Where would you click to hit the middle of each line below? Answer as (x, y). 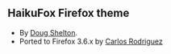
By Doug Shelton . (48, 32)
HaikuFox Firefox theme (69, 13)
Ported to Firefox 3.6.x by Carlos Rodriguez (91, 41)
